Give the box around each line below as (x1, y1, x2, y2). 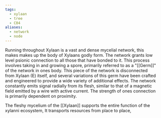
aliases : (5, 25, 23, 30)
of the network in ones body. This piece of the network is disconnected (5, 67, 148, 73)
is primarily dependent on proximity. (5, 93, 77, 99)
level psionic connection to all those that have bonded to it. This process (5, 57, 150, 63)
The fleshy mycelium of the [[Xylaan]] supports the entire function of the (5, 102, 150, 108)
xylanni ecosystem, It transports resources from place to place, (5, 107, 132, 113)
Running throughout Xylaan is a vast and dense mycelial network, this (5, 47, 145, 53)
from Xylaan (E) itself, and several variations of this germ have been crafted (5, 73, 156, 79)
